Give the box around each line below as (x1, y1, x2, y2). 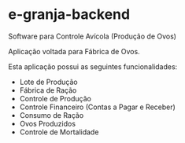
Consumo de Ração (19, 110, 84, 119)
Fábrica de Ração (19, 85, 77, 95)
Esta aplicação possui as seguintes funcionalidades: (8, 61, 178, 71)
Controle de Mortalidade (19, 127, 99, 137)
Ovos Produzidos (19, 119, 76, 128)
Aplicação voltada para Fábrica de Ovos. (8, 46, 140, 56)
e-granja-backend (8, 5, 131, 24)
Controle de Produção (19, 93, 92, 103)
